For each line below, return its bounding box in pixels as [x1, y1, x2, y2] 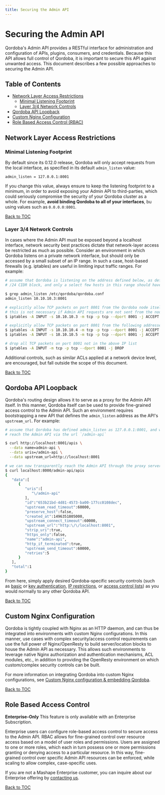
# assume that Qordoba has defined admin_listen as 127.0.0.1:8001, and [5, 427, 157, 432]
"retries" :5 [25, 550, 50, 555]
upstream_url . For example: [5, 418, 60, 424]
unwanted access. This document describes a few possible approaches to [5, 60, 156, 67]
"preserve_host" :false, [25, 509, 74, 514]
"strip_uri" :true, [25, 528, 63, 533]
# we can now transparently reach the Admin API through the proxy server [5, 463, 162, 469]
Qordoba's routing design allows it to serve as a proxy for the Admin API [5, 397, 151, 402]
